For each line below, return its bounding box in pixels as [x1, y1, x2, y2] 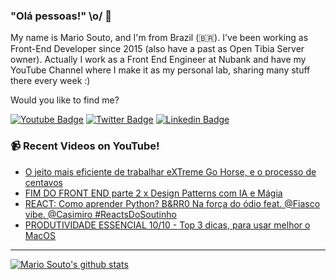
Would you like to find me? [10, 94, 120, 106]
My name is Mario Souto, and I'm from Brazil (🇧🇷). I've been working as [10, 32, 309, 44]
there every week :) [10, 75, 91, 87]
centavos [24, 176, 63, 188]
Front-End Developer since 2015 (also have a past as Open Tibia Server [10, 43, 305, 55]
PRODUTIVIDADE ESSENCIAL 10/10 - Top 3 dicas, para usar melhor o [24, 219, 311, 231]
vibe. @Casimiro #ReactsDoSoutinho [24, 208, 177, 220]
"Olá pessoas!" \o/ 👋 [10, 9, 113, 23]
